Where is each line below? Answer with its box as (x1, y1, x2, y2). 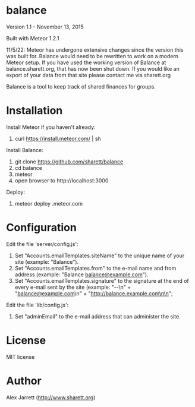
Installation (6, 104, 63, 118)
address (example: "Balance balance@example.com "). (14, 271, 149, 278)
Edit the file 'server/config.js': (6, 240, 78, 247)
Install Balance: (6, 146, 43, 153)
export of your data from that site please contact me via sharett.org (6, 71, 171, 78)
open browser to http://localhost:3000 (14, 176, 109, 184)
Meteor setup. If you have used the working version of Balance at (6, 59, 166, 66)
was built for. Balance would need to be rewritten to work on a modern (6, 52, 179, 59)
